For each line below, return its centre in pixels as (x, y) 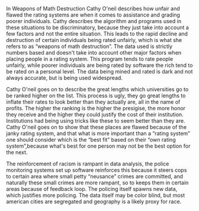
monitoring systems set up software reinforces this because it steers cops (97, 170)
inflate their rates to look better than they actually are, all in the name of (93, 102)
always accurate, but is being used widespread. (65, 78)
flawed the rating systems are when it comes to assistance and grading (93, 15)
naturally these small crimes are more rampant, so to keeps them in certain (97, 183)
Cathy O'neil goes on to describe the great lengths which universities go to (97, 89)
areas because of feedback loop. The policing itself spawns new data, (92, 189)
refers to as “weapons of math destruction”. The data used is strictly (89, 46)
